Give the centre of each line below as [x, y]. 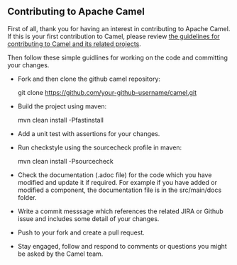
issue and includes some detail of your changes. [88, 218]
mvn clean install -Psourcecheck [65, 161]
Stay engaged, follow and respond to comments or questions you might [122, 246]
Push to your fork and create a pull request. [81, 232]
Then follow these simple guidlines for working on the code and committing [118, 57]
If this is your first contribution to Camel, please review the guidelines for [114, 36]
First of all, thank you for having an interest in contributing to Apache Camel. [119, 28]
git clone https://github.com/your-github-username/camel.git [107, 92]
